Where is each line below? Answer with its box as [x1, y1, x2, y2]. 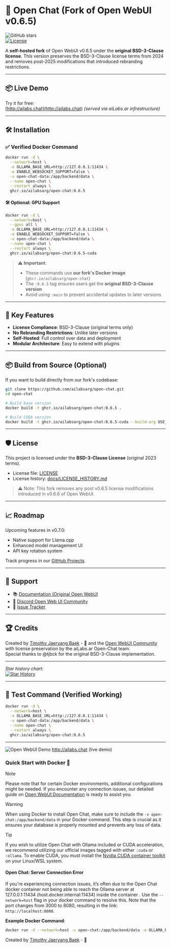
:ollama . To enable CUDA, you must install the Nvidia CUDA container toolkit [5, 852, 165, 858]
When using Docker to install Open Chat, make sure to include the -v [5, 811, 149, 817]
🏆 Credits [5, 624, 38, 633]
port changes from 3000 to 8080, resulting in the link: [5, 903, 118, 909]
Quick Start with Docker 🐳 [5, 759, 70, 766]
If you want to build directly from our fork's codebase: [5, 377, 119, 383]
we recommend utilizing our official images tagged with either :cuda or [5, 847, 154, 853]
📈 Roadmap [5, 511, 45, 520]
